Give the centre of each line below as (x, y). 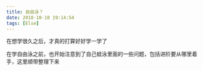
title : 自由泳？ (25, 12)
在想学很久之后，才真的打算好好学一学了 (57, 41)
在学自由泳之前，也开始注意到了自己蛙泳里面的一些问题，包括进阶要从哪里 (99, 54)
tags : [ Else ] (23, 23)
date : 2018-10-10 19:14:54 (40, 18)
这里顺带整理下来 (38, 62)
